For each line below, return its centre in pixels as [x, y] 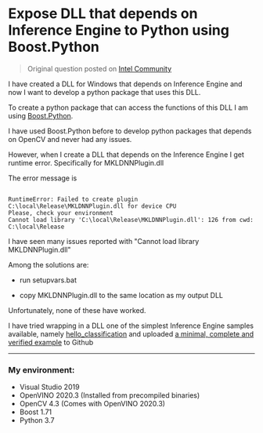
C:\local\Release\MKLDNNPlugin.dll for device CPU [92, 206]
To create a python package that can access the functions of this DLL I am [128, 107]
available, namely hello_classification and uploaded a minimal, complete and [131, 333]
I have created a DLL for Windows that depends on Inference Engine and [125, 84]
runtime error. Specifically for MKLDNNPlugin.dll [86, 162]
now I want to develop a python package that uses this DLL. [104, 92]
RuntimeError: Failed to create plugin [73, 199]
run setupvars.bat [48, 280]
